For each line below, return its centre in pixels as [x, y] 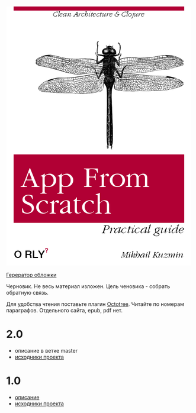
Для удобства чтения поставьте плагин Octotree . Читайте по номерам [95, 304]
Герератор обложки [31, 275]
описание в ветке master [46, 350]
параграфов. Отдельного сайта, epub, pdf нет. [65, 310]
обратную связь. [28, 293]
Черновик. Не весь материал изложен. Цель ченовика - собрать [88, 286]
